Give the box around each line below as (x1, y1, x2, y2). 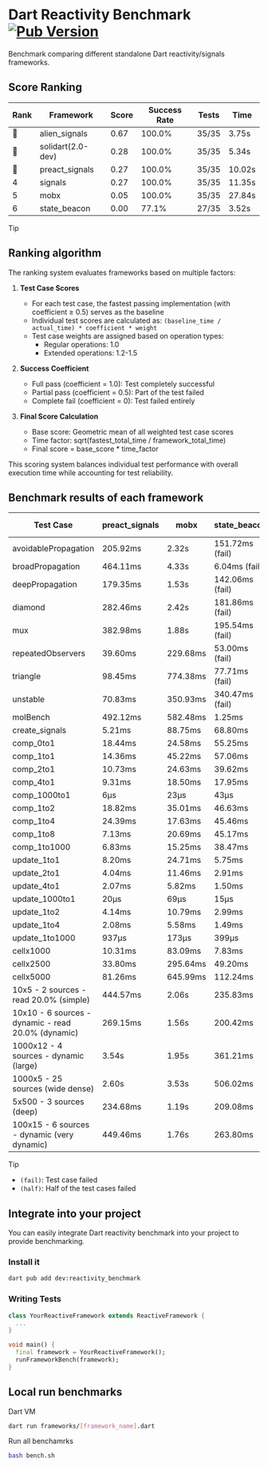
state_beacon (39, 202, 91, 213)
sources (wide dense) (12, 1083, 94, 1095)
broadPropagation (12, 561, 81, 572)
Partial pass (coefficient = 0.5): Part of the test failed (31, 387, 205, 397)
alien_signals (39, 128, 88, 139)
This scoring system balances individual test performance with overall (8, 459, 238, 469)
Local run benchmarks (8, 1385, 123, 1399)
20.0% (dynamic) (12, 1027, 79, 1039)
